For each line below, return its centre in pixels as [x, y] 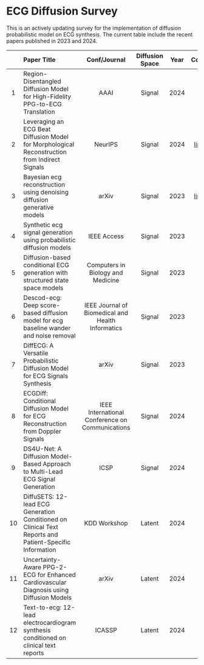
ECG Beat [37, 129]
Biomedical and [106, 313]
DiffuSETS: [39, 496]
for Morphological [49, 144]
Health [106, 320]
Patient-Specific [47, 542]
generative [39, 207]
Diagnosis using [46, 590]
